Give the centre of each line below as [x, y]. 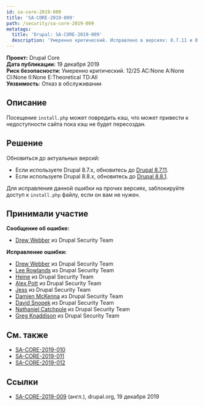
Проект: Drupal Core [33, 58]
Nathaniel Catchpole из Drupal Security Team [72, 310]
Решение [25, 143]
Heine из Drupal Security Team [54, 277]
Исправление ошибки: [37, 252]
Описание [27, 103]
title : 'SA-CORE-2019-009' [41, 18]
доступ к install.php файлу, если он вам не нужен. [73, 194]
